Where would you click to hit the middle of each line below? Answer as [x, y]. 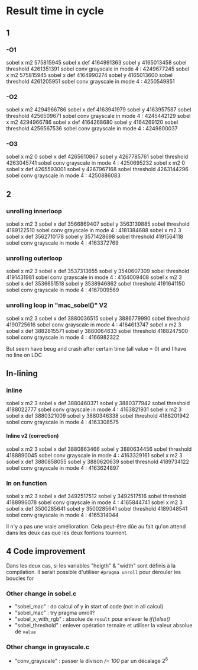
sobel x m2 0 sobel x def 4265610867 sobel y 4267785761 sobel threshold [97, 157]
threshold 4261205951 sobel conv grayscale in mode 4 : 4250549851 [90, 81]
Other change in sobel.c [41, 594]
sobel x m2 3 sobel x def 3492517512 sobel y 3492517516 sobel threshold [96, 496]
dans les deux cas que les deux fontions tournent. [67, 533]
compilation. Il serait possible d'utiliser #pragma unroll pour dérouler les [94, 572]
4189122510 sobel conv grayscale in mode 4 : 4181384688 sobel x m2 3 [94, 230]
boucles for [20, 578]
